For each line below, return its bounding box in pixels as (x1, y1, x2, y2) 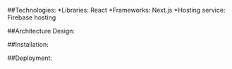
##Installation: (7, 40, 49, 48)
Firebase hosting (7, 13, 56, 22)
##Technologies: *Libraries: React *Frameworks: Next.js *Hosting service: (7, 6, 226, 14)
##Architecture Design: (7, 27, 75, 35)
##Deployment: (7, 54, 53, 62)
